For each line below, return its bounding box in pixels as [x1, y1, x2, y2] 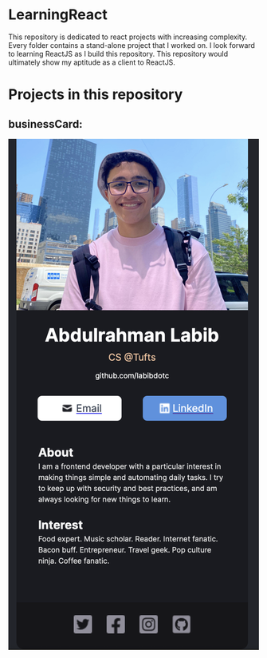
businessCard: [8, 117, 83, 131]
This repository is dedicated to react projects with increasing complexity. [8, 32, 248, 42]
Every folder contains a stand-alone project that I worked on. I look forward [8, 40, 255, 50]
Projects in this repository [8, 85, 183, 104]
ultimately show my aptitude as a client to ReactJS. [8, 57, 175, 67]
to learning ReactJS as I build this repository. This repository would [8, 49, 229, 58]
